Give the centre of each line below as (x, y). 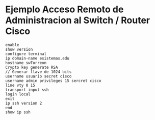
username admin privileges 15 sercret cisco (53, 81)
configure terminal (26, 54)
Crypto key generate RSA (32, 67)
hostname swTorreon (26, 63)
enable (12, 45)
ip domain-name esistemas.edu (37, 58)
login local (18, 94)
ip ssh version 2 (24, 103)
